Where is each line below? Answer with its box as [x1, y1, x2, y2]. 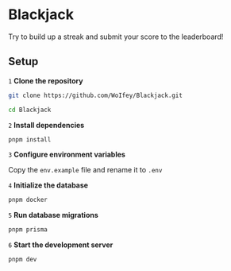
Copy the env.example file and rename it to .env [8, 165, 163, 175]
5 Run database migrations [8, 211, 99, 220]
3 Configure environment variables [8, 149, 125, 160]
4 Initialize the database [8, 180, 89, 190]
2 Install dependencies [8, 120, 85, 130]
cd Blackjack [8, 106, 52, 114]
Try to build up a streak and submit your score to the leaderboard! [8, 32, 224, 41]
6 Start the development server [8, 240, 114, 250]
